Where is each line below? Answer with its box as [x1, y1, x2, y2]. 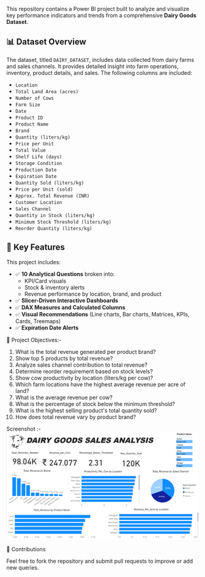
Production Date [15, 167, 57, 173]
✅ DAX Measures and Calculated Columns [15, 304, 125, 311]
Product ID [15, 115, 43, 121]
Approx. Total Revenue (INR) [15, 193, 90, 199]
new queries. [6, 564, 39, 571]
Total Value [15, 147, 46, 153]
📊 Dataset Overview [6, 37, 87, 47]
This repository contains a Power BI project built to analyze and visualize [6, 6, 190, 12]
